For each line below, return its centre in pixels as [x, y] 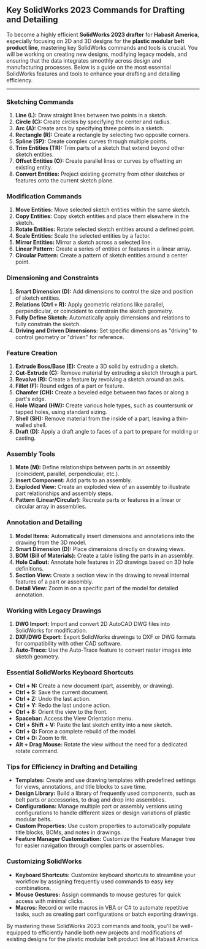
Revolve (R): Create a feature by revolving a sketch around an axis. [100, 379]
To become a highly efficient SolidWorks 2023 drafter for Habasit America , [103, 34]
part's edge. [31, 399]
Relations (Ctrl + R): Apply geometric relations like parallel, [90, 304]
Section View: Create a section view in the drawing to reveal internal [102, 575]
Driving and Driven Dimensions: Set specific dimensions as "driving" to [106, 330]
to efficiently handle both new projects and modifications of [107, 932]
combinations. [33, 888]
